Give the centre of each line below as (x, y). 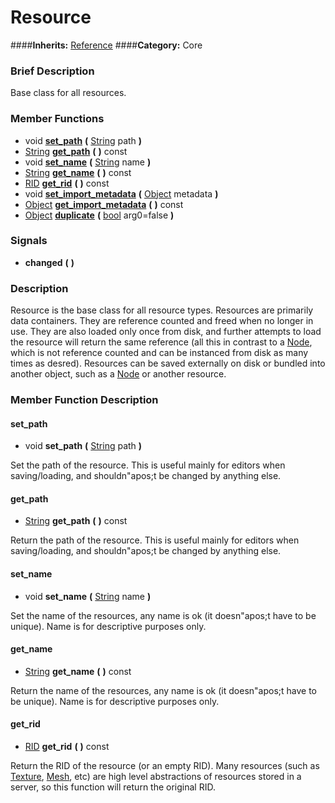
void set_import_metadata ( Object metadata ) (121, 193)
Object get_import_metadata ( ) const (104, 204)
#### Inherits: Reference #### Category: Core (106, 45)
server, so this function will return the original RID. (113, 787)
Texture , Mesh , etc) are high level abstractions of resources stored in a (156, 777)
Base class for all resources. (68, 93)
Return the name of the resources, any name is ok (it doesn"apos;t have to (163, 690)
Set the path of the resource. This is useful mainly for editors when (148, 465)
